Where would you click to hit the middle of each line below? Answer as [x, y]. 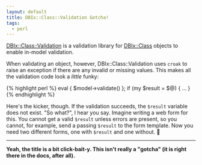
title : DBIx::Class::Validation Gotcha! [58, 17]
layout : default [26, 12]
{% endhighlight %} [31, 95]
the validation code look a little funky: [53, 76]
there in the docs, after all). [41, 156]
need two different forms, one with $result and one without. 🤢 [83, 132]
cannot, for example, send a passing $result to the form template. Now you [100, 126]
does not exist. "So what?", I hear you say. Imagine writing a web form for [97, 113]
